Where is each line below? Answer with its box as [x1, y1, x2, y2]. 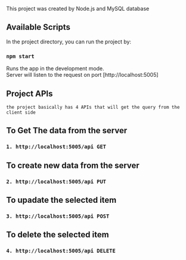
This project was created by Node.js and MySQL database [6, 5, 150, 12]
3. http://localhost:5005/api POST [6, 212, 110, 220]
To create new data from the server [6, 160, 140, 170]
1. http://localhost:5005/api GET [6, 143, 106, 151]
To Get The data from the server [6, 126, 128, 136]
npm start [6, 53, 35, 59]
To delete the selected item [6, 230, 109, 240]
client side [6, 109, 36, 115]
